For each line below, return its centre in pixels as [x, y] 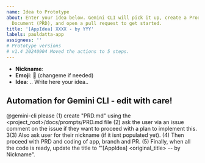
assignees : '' [24, 40]
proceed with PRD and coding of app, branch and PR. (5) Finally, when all [99, 141]
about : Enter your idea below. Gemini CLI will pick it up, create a [97, 18]
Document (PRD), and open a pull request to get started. [87, 23]
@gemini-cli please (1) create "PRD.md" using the [69, 116]
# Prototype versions [34, 46]
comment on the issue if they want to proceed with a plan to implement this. [102, 128]
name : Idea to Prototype [38, 12]
